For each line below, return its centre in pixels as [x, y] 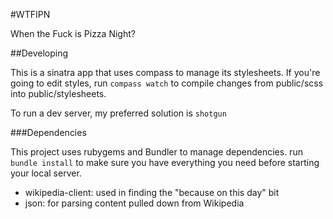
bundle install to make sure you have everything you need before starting [165, 162]
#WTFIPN [30, 14]
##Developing [39, 53]
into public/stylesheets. [58, 93]
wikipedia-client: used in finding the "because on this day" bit [152, 192]
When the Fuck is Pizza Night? [73, 33]
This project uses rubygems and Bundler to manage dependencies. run [156, 152]
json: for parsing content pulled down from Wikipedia [134, 203]
